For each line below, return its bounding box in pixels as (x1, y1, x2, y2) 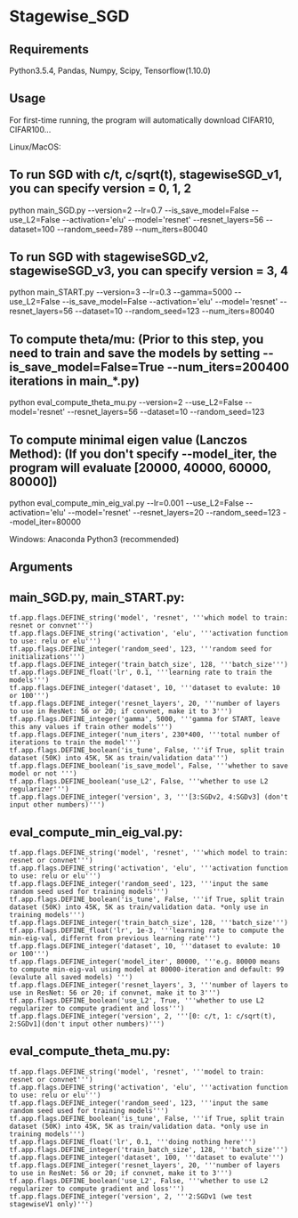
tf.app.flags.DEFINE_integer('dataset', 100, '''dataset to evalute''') (9, 1153, 285, 1162)
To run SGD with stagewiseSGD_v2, (9, 249, 209, 264)
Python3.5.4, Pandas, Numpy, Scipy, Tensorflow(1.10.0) (9, 65, 211, 76)
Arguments (9, 559, 74, 575)
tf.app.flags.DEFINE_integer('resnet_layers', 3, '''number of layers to (9, 981, 289, 990)
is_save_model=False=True (9, 359, 165, 375)
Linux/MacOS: (9, 141, 61, 152)
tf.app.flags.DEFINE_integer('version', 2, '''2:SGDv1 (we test (9, 1191, 253, 1201)
